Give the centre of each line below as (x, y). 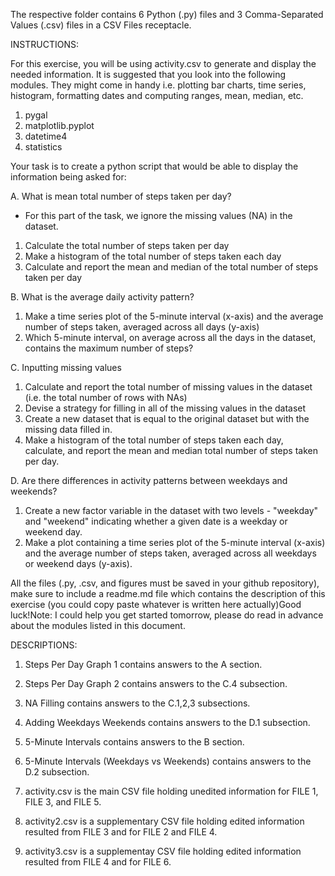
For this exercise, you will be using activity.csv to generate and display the (163, 63)
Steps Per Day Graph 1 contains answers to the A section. (143, 664)
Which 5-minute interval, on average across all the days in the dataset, (170, 337)
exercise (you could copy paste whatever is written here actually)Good (156, 604)
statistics (43, 147)
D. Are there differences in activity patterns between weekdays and (149, 480)
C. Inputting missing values (66, 367)
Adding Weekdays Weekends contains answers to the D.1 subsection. (167, 722)
